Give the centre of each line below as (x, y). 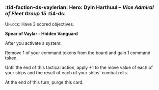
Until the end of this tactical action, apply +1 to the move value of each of (79, 67)
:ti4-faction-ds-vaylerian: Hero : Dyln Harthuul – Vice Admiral (79, 7)
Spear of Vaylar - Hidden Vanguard (41, 34)
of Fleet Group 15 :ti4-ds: (36, 13)
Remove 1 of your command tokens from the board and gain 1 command (78, 53)
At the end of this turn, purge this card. (44, 82)
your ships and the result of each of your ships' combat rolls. (67, 73)
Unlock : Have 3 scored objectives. (40, 24)
